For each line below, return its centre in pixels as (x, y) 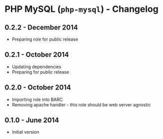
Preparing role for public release (45, 39)
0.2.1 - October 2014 (37, 55)
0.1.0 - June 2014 (32, 120)
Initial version (25, 132)
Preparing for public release (40, 72)
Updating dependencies (37, 67)
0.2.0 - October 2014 (38, 88)
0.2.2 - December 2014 (41, 27)
